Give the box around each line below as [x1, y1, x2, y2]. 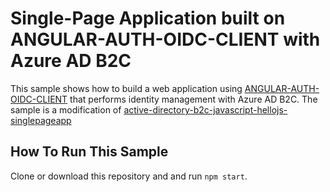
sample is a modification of [10, 103, 122, 116]
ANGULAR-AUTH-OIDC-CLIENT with [10, 28, 321, 51]
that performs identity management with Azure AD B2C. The [69, 93, 318, 105]
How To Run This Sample [10, 143, 169, 161]
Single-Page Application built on [10, 7, 286, 30]
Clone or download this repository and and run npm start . [10, 170, 248, 182]
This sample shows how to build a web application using [10, 82, 243, 94]
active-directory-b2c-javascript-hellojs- [123, 103, 288, 116]
